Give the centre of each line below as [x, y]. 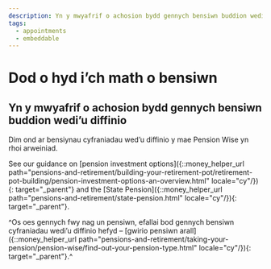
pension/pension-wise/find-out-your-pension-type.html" [103, 248]
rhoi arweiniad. [33, 148]
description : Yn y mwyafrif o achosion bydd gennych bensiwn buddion [128, 16]
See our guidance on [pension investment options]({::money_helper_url [126, 164]
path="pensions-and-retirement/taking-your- [153, 239]
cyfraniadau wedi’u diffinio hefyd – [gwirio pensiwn [93, 231]
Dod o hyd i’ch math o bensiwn [113, 78]
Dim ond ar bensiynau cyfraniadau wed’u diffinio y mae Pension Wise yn [129, 140]
